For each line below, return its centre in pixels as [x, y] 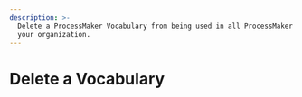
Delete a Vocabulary [87, 79]
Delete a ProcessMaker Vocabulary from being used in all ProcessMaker [156, 26]
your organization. [54, 34]
